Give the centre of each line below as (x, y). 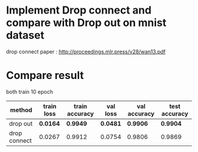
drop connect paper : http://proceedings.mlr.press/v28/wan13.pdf (86, 51)
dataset (25, 35)
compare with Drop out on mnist (86, 23)
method (21, 110)
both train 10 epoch (29, 91)
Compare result (45, 76)
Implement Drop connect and (79, 10)
